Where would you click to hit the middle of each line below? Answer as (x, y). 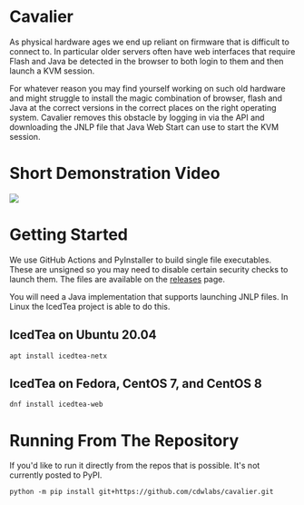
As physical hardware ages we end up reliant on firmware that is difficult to (150, 42)
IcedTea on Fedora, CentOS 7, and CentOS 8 (136, 384)
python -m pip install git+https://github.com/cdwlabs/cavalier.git (142, 492)
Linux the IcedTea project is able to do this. (90, 306)
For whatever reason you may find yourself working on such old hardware (147, 88)
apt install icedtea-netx (58, 356)
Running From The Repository (124, 440)
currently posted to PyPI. (56, 475)
